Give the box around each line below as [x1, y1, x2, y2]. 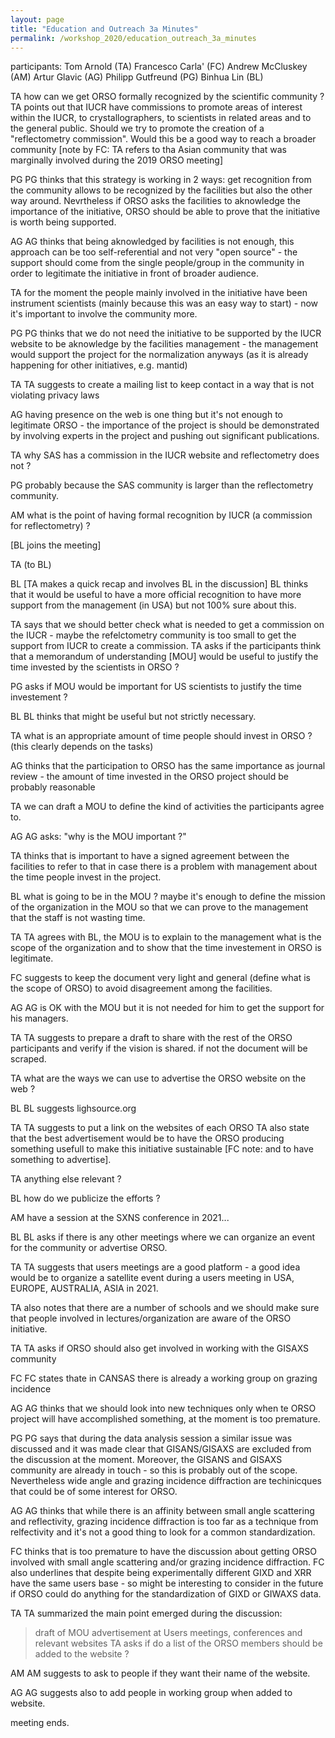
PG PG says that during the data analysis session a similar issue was [10, 1432, 293, 1445]
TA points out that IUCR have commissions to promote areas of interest [10, 101, 303, 113]
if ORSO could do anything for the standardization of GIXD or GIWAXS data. [10, 1588, 322, 1600]
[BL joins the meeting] [10, 539, 102, 551]
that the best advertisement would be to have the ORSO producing [10, 1132, 285, 1145]
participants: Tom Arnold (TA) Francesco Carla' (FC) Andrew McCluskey [10, 61, 308, 73]
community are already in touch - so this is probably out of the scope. [10, 1464, 298, 1476]
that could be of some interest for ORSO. [10, 1486, 178, 1498]
